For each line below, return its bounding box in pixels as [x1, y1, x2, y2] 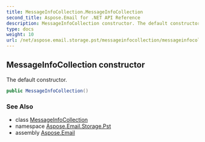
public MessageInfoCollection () [6, 88, 88, 94]
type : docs [6, 26, 34, 32]
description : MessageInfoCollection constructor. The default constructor [6, 20, 201, 26]
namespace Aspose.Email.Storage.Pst [15, 122, 112, 130]
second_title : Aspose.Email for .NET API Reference [6, 15, 140, 21]
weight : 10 [6, 32, 34, 38]
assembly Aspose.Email [15, 129, 75, 136]
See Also [6, 102, 34, 110]
